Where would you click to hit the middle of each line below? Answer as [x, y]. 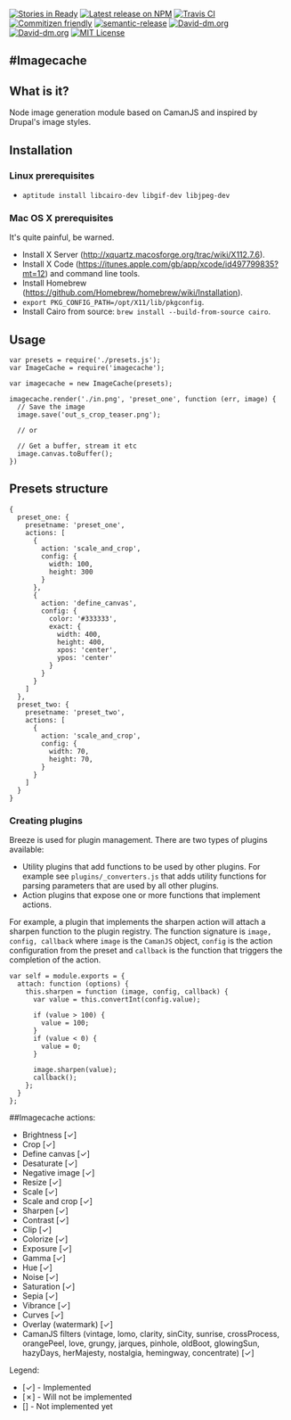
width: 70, [69, 751]
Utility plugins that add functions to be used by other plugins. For [141, 867]
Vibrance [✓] [46, 1306]
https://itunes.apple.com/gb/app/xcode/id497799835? [178, 264]
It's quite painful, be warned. [62, 237]
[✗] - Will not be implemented [77, 1397]
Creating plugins [46, 821]
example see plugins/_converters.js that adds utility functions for [144, 876]
